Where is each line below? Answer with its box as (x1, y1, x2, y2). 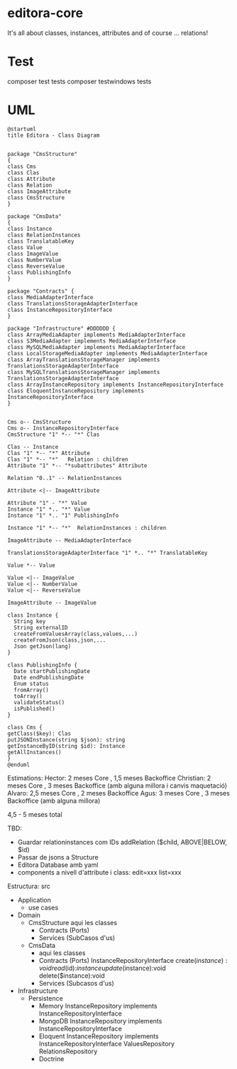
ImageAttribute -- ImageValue (7, 599, 97, 606)
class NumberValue (7, 256, 62, 264)
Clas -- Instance (7, 443, 59, 450)
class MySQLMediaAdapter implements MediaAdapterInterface (7, 343, 186, 350)
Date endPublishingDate (13, 674, 84, 681)
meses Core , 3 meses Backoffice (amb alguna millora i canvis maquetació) (7, 781, 228, 790)
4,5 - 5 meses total (7, 810, 62, 818)
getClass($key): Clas (7, 730, 72, 737)
